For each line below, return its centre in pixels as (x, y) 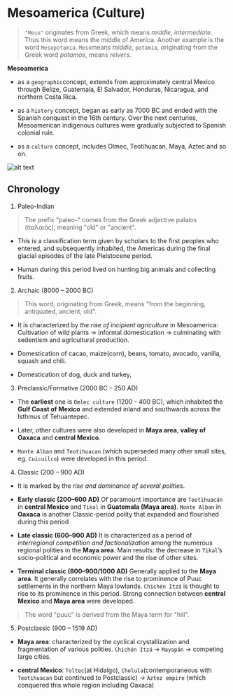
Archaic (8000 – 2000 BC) (55, 290)
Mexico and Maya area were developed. (76, 601)
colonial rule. (36, 132)
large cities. (34, 656)
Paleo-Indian (36, 206)
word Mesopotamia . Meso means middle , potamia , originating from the (121, 47)
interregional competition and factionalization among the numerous (115, 543)
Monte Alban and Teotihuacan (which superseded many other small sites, (122, 451)
